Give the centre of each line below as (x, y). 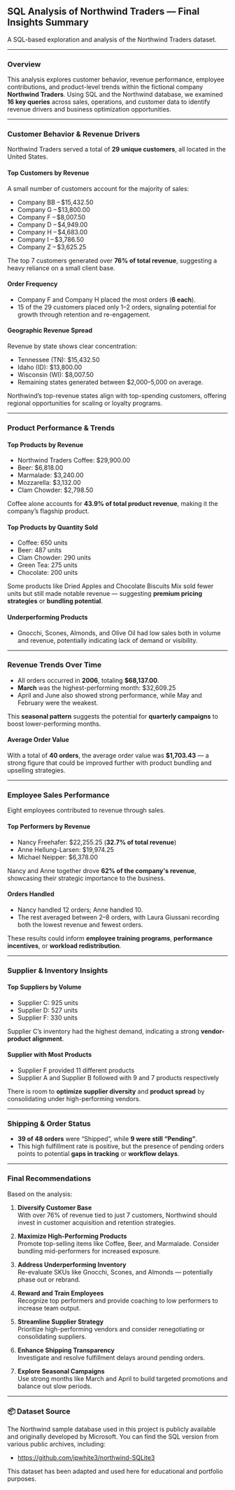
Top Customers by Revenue (48, 173)
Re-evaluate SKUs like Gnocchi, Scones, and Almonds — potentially (115, 1272)
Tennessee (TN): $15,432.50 (58, 360)
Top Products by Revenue (45, 444)
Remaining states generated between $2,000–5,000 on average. (110, 383)
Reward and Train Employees (60, 1293)
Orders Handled (31, 894)
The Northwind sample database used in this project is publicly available (112, 1429)
